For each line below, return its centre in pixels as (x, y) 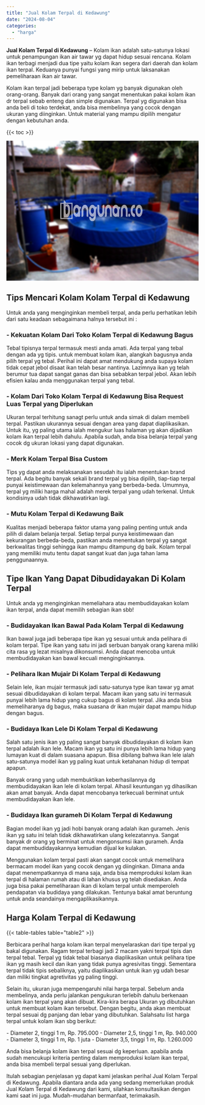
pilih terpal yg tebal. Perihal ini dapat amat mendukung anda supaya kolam (100, 361)
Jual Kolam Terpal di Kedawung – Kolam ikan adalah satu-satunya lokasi (98, 50)
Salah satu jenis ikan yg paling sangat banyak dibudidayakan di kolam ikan (100, 742)
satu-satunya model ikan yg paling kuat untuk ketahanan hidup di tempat (98, 761)
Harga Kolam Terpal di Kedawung (71, 918)
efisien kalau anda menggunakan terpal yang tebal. (71, 380)
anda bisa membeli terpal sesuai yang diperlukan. (69, 1064)
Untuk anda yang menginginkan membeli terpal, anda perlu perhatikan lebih (102, 312)
